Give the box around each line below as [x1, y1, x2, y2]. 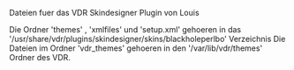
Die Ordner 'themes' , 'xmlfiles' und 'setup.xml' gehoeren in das [9, 24, 241, 34]
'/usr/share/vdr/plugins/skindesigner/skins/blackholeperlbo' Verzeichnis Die [9, 34, 286, 44]
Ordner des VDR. [9, 52, 71, 62]
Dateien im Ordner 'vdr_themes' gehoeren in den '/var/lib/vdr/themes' [9, 43, 263, 53]
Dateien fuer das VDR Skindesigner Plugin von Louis [9, 8, 200, 17]
